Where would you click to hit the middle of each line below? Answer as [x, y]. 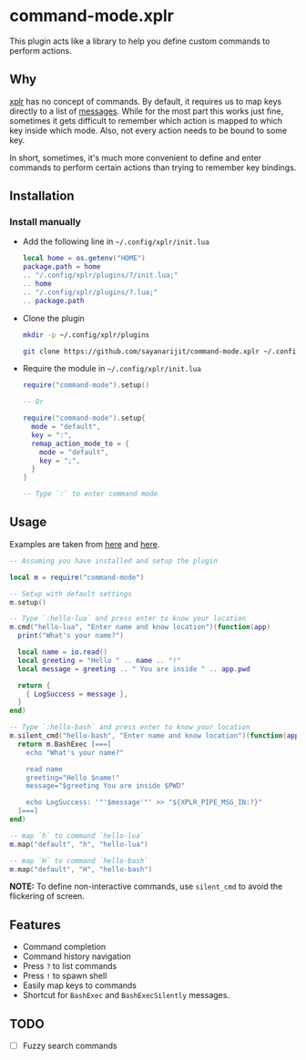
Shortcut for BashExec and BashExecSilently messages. [126, 995]
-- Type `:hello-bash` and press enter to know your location [130, 728]
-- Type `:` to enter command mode [90, 494]
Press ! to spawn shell [65, 976]
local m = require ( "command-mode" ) [77, 577]
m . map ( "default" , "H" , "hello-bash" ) [81, 869]
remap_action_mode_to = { [80, 443]
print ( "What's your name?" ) [71, 636]
